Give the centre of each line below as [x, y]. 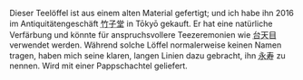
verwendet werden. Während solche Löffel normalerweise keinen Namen [146, 45]
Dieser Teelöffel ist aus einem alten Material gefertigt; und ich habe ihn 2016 [152, 13]
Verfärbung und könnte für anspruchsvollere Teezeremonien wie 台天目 [143, 35]
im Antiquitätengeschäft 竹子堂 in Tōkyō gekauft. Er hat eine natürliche [141, 23]
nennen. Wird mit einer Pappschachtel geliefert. [98, 66]
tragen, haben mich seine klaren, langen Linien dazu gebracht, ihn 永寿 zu [147, 56]
